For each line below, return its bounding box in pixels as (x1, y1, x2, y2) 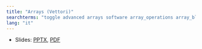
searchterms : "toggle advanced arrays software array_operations (6, 14, 173, 20)
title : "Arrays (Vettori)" (6, 8, 74, 15)
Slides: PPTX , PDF (14, 36, 61, 44)
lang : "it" (6, 20, 34, 26)
